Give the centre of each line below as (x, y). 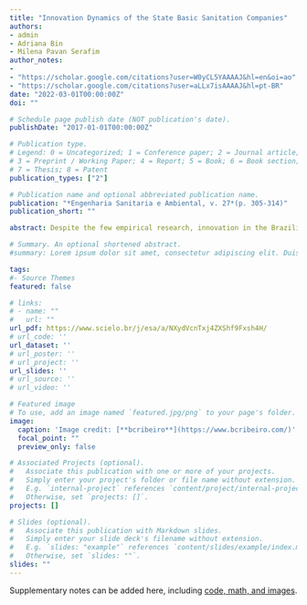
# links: (26, 303)
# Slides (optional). (51, 522)
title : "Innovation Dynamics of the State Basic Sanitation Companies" (148, 18)
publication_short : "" (53, 212)
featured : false (40, 287)
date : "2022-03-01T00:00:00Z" (67, 94)
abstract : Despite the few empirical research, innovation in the (138, 228)
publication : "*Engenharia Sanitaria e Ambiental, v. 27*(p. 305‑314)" (148, 203)
